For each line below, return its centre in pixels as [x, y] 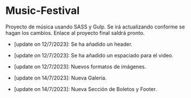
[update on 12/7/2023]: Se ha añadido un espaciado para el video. [93, 55]
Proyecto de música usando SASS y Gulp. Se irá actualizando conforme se [95, 27]
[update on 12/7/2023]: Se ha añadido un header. [73, 44]
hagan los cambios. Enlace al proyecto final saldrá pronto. [75, 32]
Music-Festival [43, 11]
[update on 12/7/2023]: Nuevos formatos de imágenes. [80, 66]
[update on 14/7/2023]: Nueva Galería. [60, 78]
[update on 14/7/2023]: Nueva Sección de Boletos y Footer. [85, 89]
